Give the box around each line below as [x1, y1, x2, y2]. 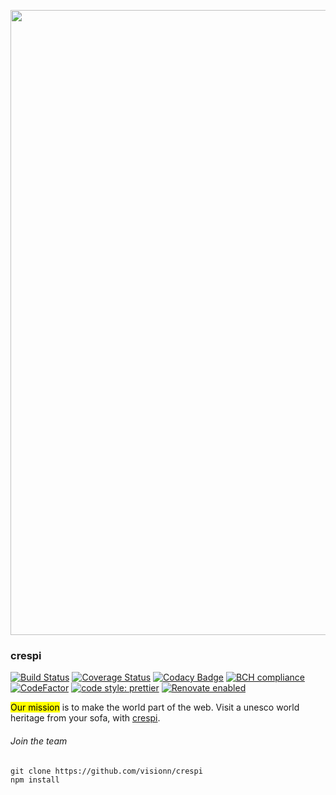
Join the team [10, 735, 68, 747]
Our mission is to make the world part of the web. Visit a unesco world [10, 701, 300, 714]
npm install [10, 775, 60, 785]
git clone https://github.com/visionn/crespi [10, 766, 203, 776]
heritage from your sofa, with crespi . [10, 712, 161, 724]
